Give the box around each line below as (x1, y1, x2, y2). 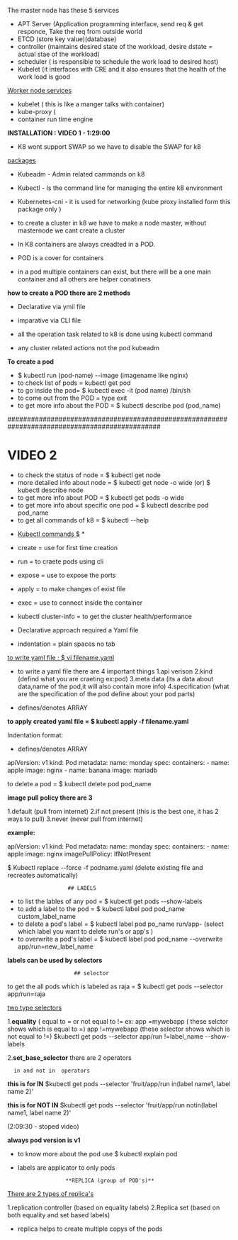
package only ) (17, 205, 62, 213)
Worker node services (7, 86, 72, 94)
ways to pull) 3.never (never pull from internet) (7, 815, 143, 823)
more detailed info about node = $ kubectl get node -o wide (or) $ (17, 478, 211, 486)
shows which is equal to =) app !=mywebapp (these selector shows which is (7, 1024, 230, 1033)
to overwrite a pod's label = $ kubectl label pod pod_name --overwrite (17, 934, 223, 943)
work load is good (17, 72, 71, 81)
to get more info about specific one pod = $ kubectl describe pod (17, 501, 209, 509)
